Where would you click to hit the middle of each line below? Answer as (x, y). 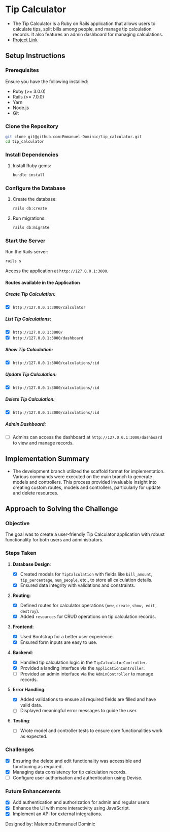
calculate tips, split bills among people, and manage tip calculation (82, 29)
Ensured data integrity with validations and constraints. (78, 585)
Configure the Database (36, 188)
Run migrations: (29, 218)
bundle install (29, 175)
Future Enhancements (33, 791)
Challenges (20, 749)
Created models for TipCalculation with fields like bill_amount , (86, 574)
